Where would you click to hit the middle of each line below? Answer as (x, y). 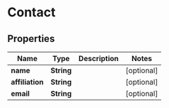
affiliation (27, 82)
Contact (31, 12)
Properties (31, 39)
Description (99, 59)
